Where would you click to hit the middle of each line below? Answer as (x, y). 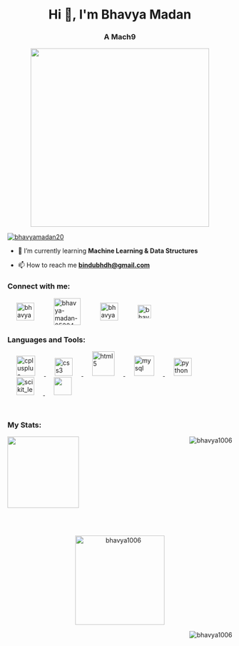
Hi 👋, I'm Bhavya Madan (120, 15)
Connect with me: (39, 286)
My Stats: (24, 425)
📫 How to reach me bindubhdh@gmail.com (84, 265)
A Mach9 (120, 37)
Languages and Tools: (46, 340)
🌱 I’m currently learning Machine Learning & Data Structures (108, 251)
